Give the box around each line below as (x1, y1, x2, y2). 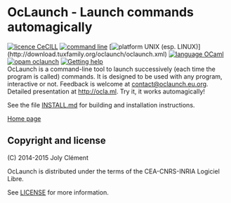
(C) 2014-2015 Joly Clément (7, 153, 89, 162)
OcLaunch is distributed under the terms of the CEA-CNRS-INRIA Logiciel (7, 166, 220, 176)
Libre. (7, 174, 25, 183)
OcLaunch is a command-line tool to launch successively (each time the (7, 65, 216, 73)
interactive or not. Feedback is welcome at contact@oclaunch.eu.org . (7, 79, 209, 88)
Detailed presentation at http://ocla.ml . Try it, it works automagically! (7, 87, 206, 96)
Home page (7, 114, 41, 123)
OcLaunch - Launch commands (7, 4, 194, 20)
